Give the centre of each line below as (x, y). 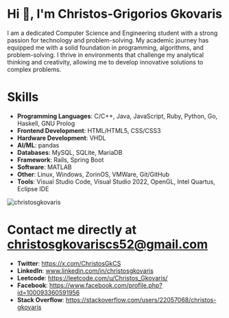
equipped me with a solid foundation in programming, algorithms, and (106, 47)
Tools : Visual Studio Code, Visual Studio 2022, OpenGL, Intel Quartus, (116, 182)
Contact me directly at (72, 230)
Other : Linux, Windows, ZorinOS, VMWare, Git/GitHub (93, 174)
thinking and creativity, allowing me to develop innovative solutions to (105, 62)
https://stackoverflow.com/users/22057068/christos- (141, 299)
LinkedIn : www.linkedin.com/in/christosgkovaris (85, 271)
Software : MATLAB (44, 167)
